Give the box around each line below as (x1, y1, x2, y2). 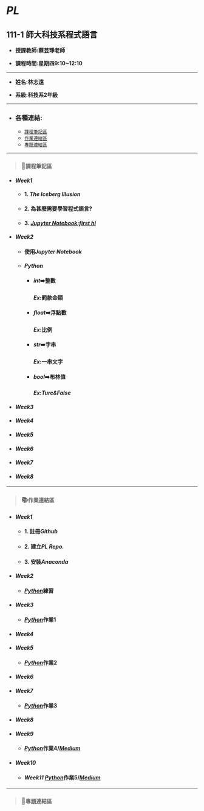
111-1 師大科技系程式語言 (6, 29, 98, 40)
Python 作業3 (24, 701, 58, 709)
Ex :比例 (33, 326, 53, 333)
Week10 (15, 759, 36, 766)
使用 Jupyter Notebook (24, 248, 82, 255)
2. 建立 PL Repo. (24, 543, 64, 550)
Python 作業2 (24, 659, 58, 666)
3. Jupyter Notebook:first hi (24, 219, 96, 226)
